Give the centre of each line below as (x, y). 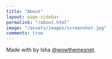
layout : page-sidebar (33, 17)
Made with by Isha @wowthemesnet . (51, 50)
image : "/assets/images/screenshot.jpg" (57, 28)
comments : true (25, 33)
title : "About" (25, 11)
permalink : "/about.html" (38, 22)
